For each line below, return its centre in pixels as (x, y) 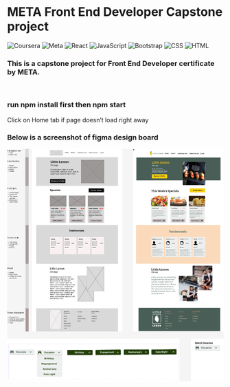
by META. (24, 71)
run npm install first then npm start (67, 105)
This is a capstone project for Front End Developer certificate (111, 63)
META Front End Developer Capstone (115, 12)
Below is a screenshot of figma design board (83, 137)
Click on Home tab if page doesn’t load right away (78, 120)
